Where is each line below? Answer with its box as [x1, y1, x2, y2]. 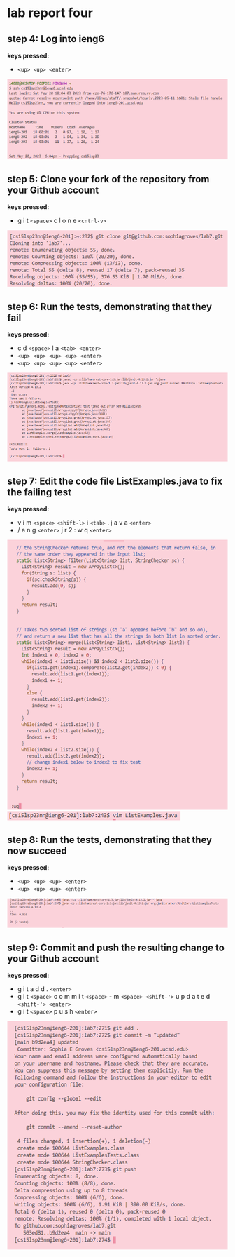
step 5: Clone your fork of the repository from [7, 173, 210, 185]
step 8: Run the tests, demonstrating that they [7, 833, 212, 846]
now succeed [7, 845, 68, 856]
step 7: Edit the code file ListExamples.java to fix [7, 475, 222, 487]
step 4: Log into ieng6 [7, 33, 105, 45]
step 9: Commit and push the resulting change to [7, 941, 225, 953]
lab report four [7, 5, 93, 21]
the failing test [7, 486, 72, 498]
